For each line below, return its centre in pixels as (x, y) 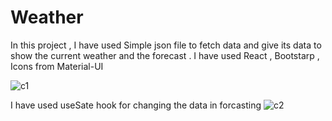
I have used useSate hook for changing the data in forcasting (136, 105)
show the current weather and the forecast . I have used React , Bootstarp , (165, 55)
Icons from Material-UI (57, 66)
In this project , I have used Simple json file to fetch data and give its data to (166, 45)
